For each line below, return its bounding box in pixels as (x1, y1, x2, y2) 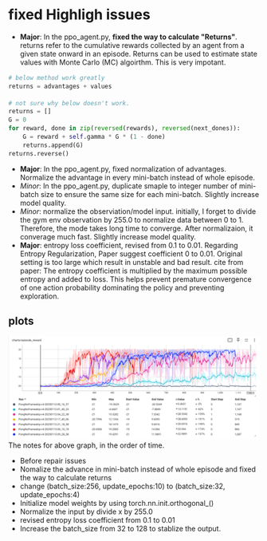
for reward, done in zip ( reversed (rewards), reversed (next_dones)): (8, 124, 241, 132)
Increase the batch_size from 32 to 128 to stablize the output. (19, 524, 222, 534)
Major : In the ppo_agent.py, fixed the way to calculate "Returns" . (19, 32, 238, 41)
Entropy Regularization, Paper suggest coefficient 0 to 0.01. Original (19, 249, 243, 259)
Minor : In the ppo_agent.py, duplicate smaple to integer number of (19, 181, 238, 191)
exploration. (19, 291, 60, 301)
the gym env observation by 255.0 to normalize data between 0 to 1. (19, 215, 244, 224)
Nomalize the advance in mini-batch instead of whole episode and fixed (19, 464, 257, 474)
